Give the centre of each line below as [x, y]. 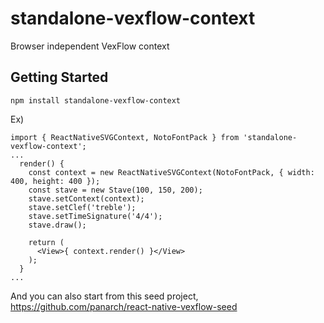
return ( [46, 242]
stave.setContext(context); [86, 198]
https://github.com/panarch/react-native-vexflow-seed [124, 306]
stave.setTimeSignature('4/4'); [95, 216]
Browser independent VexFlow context [90, 46]
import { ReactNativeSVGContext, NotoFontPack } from [125, 137]
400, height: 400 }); [55, 181]
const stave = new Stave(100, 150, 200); [115, 190]
